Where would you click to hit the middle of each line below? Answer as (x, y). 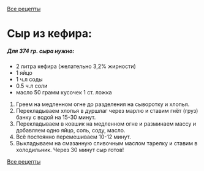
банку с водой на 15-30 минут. (56, 117)
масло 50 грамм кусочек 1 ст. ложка (64, 93)
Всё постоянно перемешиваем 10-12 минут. (73, 137)
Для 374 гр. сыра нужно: (41, 51)
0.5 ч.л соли (32, 86)
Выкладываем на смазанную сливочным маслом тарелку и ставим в (107, 143)
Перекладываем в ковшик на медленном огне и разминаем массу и (106, 124)
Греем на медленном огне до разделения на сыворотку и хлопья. (103, 104)
